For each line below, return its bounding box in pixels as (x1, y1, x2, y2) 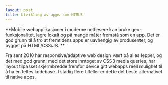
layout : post (5, 7, 33, 13)
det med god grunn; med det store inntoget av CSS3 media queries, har (5, 58, 156, 64)
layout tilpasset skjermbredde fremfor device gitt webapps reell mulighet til (5, 63, 163, 69)
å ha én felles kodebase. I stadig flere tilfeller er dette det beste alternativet (5, 68, 163, 74)
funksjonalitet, (5, 32, 35, 38)
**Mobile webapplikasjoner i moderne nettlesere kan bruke (5, 26, 131, 32)
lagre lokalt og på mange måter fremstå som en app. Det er (36, 32, 160, 38)
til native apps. (5, 74, 36, 80)
